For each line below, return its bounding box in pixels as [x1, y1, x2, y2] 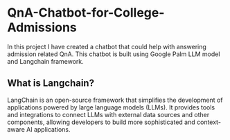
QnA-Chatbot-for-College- [7, 5, 165, 21]
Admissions [7, 19, 78, 35]
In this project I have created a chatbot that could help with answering [7, 42, 206, 51]
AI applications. [26, 125, 71, 133]
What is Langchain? [7, 78, 95, 89]
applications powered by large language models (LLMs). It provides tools [7, 103, 215, 112]
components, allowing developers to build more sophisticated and [7, 118, 195, 126]
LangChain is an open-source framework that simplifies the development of [7, 96, 223, 104]
